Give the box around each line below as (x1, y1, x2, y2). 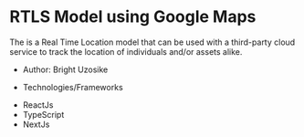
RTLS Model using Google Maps (9, 6, 257, 27)
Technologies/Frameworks (22, 81, 123, 92)
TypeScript (22, 109, 65, 120)
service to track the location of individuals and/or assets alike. (9, 46, 243, 57)
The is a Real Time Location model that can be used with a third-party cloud (9, 37, 296, 47)
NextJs (22, 119, 50, 130)
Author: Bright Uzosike (22, 64, 109, 75)
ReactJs (22, 99, 54, 111)
